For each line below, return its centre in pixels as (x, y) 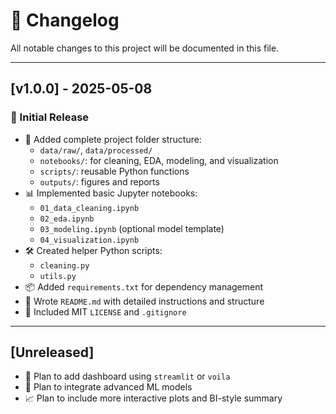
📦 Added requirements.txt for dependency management (144, 286)
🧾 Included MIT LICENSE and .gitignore (105, 311)
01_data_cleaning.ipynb (89, 208)
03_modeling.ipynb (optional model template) (132, 228)
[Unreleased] (52, 352)
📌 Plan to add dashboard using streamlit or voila (127, 376)
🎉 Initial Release (50, 117)
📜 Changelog (65, 20)
